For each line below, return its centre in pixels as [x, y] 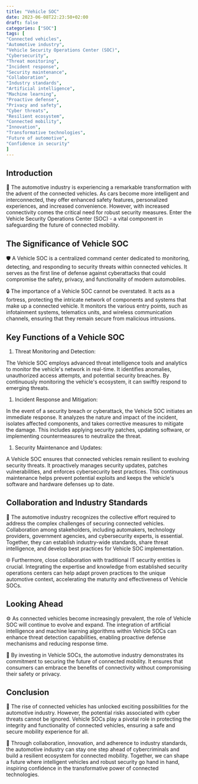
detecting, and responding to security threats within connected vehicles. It [97, 267]
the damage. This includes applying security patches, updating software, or [98, 430]
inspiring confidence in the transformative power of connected [82, 768]
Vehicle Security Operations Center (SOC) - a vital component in [85, 219]
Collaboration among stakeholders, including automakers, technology [91, 530]
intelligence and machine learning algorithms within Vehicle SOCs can [91, 631]
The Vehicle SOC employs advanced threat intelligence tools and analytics [97, 363]
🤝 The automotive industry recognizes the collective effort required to [91, 517]
